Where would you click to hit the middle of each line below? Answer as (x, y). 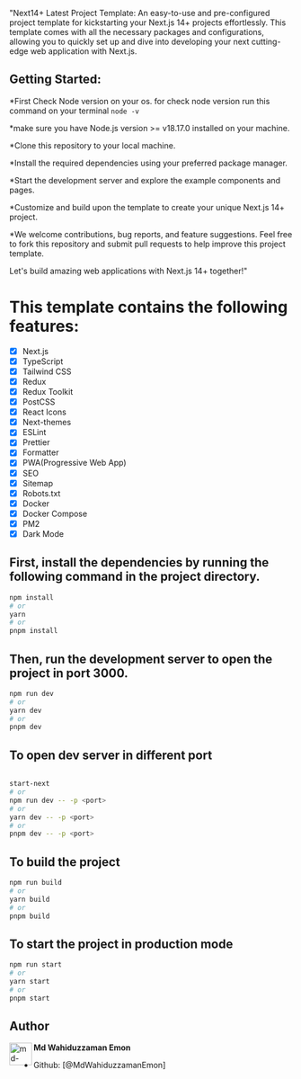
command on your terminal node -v (74, 111)
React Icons (44, 412)
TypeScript (43, 361)
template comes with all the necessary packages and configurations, (137, 32)
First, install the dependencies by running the (139, 562)
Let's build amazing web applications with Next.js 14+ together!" (128, 271)
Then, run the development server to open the (141, 659)
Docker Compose (55, 513)
